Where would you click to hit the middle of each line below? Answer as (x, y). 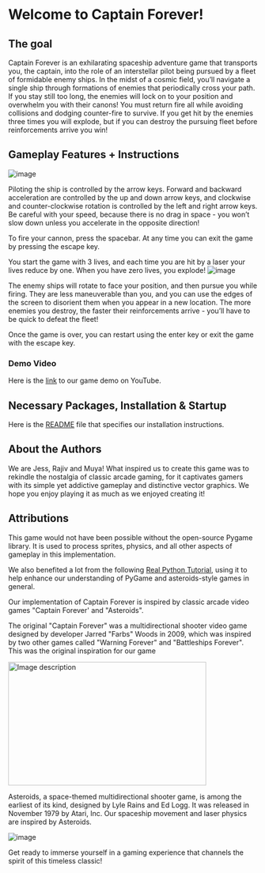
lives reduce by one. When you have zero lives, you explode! (107, 270)
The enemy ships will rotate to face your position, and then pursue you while (133, 285)
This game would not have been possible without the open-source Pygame (131, 537)
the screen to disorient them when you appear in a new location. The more (130, 302)
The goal (30, 44)
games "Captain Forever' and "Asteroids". (76, 610)
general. (22, 586)
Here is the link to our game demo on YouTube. (85, 380)
